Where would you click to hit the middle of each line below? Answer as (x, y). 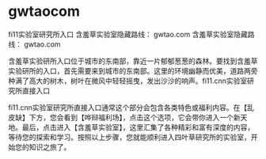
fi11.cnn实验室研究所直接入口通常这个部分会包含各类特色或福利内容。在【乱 (131, 107)
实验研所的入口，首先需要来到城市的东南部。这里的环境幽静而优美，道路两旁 (133, 70)
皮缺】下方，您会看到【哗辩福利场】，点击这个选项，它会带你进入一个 (121, 117)
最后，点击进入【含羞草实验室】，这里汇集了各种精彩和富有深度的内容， (138, 127)
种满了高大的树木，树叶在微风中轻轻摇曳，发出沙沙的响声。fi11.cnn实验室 (128, 81)
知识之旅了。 (50, 147)
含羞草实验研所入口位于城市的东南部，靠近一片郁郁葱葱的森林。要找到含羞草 (133, 61)
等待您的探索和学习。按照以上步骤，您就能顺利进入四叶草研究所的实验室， (129, 137)
